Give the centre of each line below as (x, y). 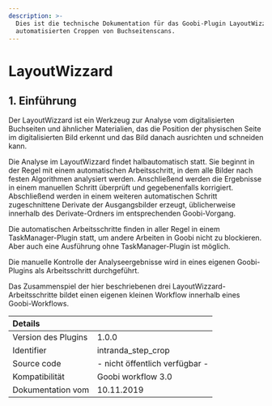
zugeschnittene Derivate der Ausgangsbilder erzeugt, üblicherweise (122, 205)
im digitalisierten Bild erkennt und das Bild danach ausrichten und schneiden (136, 138)
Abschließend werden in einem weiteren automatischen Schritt (113, 196)
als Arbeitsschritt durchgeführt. (87, 271)
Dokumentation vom (51, 390)
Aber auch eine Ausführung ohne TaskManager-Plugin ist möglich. (119, 246)
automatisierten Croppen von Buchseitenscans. (96, 31)
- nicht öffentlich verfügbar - (153, 364)
